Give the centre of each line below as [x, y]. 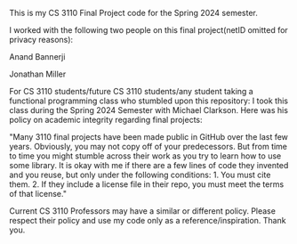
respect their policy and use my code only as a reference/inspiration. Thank [148, 220]
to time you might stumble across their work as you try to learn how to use [145, 156]
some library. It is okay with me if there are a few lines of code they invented [149, 165]
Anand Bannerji [37, 57]
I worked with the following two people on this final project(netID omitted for [149, 30]
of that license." [38, 194]
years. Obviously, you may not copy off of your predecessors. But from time [148, 146]
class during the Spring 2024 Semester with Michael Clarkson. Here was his [149, 110]
